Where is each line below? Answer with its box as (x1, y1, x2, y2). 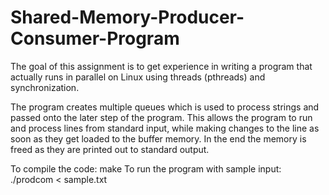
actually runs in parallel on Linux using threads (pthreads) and (10, 71, 266, 83)
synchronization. (10, 81, 80, 93)
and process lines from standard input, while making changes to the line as (10, 122, 320, 134)
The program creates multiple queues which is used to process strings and (10, 101, 320, 113)
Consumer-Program (10, 27, 180, 50)
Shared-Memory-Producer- (10, 6, 245, 29)
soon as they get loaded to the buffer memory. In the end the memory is (10, 132, 307, 145)
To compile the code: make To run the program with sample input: (10, 162, 282, 175)
